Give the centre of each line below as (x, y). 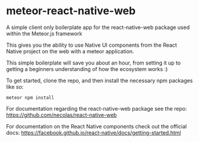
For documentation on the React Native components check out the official (97, 126)
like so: (15, 86)
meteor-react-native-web (71, 11)
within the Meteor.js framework (44, 33)
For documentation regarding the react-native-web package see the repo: (97, 108)
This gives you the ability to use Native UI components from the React (91, 45)
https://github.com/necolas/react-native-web (61, 115)
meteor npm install (30, 98)
